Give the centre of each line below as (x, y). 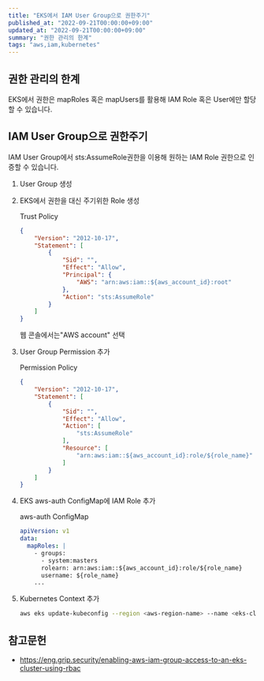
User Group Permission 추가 (65, 352)
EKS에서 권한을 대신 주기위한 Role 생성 (80, 200)
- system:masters (69, 561)
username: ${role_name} (80, 575)
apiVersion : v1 (45, 531)
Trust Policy (39, 216)
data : (28, 539)
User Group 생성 (46, 183)
